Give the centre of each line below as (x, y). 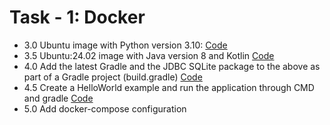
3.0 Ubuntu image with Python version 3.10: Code (125, 45)
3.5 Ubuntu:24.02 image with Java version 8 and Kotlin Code (149, 55)
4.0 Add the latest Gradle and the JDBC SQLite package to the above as (172, 66)
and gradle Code (58, 98)
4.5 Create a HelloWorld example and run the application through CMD (169, 87)
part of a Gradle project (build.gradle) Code (113, 77)
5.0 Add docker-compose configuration (105, 108)
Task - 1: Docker (77, 17)
